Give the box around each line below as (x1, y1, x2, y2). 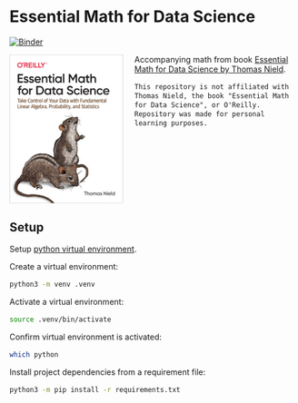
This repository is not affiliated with (134, 82, 290, 92)
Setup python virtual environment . (9, 243, 137, 255)
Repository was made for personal (134, 109, 265, 119)
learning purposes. (134, 118, 208, 128)
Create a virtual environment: (9, 261, 119, 272)
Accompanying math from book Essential (134, 54, 289, 64)
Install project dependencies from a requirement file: (9, 366, 206, 378)
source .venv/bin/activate (9, 315, 112, 324)
